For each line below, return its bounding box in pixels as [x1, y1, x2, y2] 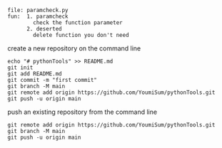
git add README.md [7, 70, 62, 78]
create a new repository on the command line [7, 44, 141, 53]
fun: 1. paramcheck [7, 13, 69, 20]
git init [7, 64, 34, 71]
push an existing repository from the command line [7, 107, 158, 116]
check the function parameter [33, 19, 123, 26]
